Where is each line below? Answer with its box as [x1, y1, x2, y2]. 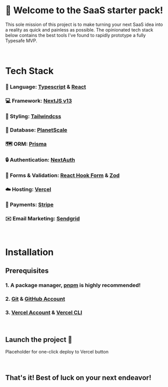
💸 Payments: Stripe [5, 201, 54, 208]
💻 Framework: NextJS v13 [5, 97, 72, 104]
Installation [5, 246, 54, 258]
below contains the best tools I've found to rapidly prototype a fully [5, 32, 146, 38]
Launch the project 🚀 [5, 335, 73, 344]
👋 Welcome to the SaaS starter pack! [5, 5, 163, 16]
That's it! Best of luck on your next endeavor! [5, 373, 152, 382]
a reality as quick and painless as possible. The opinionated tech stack [5, 26, 154, 33]
